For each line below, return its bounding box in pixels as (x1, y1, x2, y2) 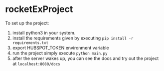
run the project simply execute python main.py (12, 50, 108, 56)
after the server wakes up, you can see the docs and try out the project (12, 55, 159, 61)
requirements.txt (12, 40, 49, 45)
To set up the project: (5, 20, 49, 26)
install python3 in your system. (12, 29, 76, 35)
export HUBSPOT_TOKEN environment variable (12, 44, 109, 50)
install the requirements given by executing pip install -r (12, 35, 134, 41)
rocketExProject (5, 3, 73, 15)
